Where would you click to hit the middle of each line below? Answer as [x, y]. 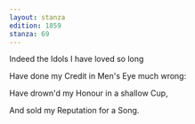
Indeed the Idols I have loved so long [77, 59]
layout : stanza [37, 17]
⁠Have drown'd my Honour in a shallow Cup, [89, 93]
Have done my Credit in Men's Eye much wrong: [98, 76]
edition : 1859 [36, 26]
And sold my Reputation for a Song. [74, 111]
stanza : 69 [29, 34]
